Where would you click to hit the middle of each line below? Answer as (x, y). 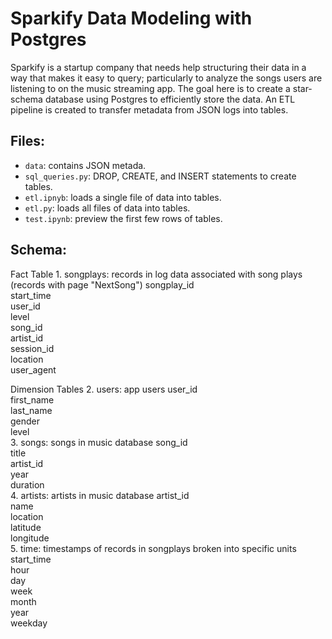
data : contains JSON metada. (85, 165)
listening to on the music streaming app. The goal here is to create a (150, 88)
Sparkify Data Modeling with (131, 18)
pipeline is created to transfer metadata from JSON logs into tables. (149, 109)
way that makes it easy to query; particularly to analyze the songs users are (166, 78)
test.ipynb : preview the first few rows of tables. (123, 218)
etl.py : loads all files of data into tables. (107, 208)
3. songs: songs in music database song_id (99, 442)
